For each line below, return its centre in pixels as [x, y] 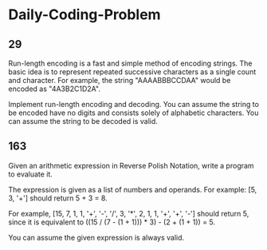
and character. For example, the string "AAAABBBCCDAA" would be [120, 80]
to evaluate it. [31, 174]
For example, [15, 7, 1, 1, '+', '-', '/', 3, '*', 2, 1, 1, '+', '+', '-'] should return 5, [129, 213]
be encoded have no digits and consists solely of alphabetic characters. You [133, 113]
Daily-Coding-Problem [84, 15]
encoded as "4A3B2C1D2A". [55, 89]
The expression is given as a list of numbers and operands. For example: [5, [133, 189]
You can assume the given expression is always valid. [96, 237]
